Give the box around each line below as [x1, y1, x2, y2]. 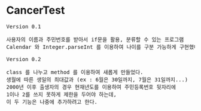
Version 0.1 [6, 23, 41, 30]
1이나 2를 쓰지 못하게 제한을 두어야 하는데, [6, 91, 117, 98]
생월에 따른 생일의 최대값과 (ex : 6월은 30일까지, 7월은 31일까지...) [6, 76, 188, 83]
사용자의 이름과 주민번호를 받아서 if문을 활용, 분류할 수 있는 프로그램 [6, 36, 184, 43]
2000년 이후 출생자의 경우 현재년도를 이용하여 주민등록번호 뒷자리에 [6, 84, 176, 90]
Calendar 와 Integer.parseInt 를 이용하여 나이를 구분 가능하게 [6, 43, 176, 50]
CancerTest [6, 4, 65, 17]
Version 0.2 [6, 56, 41, 62]
